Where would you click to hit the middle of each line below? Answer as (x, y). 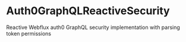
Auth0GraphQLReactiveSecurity (88, 11)
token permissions (29, 33)
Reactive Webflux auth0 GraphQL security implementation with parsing (93, 27)
